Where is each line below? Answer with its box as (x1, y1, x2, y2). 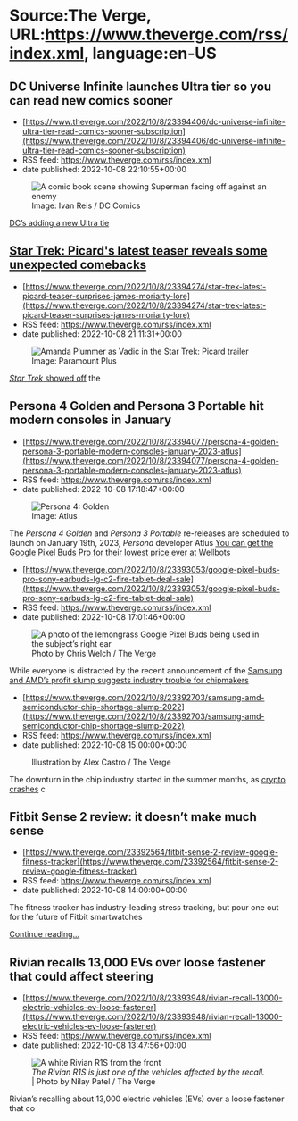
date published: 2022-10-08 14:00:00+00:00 (21, 885, 188, 896)
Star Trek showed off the (9, 372, 101, 383)
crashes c (9, 783, 46, 794)
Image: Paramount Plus (31, 355, 118, 366)
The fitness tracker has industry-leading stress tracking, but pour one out (9, 902, 279, 913)
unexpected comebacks (9, 257, 147, 272)
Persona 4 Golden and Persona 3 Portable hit (9, 398, 265, 414)
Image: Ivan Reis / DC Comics (31, 200, 141, 211)
